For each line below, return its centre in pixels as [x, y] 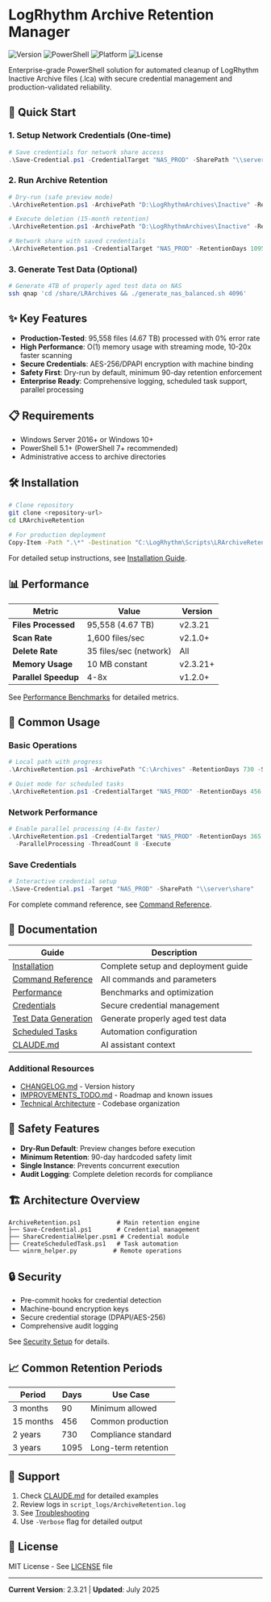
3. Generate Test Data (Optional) [73, 269]
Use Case [131, 1395]
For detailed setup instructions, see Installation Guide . [98, 557]
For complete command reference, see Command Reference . [110, 904]
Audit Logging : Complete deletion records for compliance [117, 1174]
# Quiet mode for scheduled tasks [67, 784]
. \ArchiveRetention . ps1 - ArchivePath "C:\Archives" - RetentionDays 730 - [135, 770]
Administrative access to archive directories [93, 457]
